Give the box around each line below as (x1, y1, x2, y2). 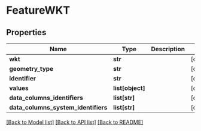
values (9, 84, 29, 92)
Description (151, 45, 185, 53)
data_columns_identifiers (9, 93, 84, 102)
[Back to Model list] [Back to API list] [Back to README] (6, 118, 144, 126)
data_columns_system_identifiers (9, 104, 108, 111)
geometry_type (9, 65, 54, 73)
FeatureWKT (6, 4, 71, 17)
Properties (6, 27, 47, 38)
